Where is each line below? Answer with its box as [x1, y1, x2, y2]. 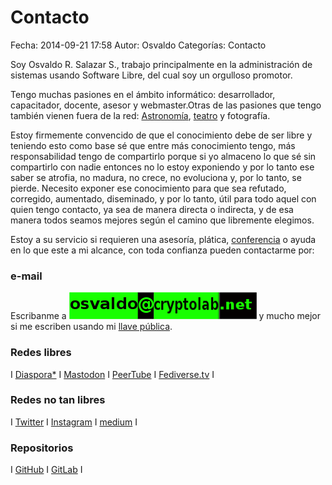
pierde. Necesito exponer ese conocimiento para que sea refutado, [10, 182, 287, 194]
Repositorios [10, 441, 74, 455]
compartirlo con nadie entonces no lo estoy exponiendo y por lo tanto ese [10, 161, 315, 173]
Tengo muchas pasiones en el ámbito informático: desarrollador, [10, 88, 276, 100]
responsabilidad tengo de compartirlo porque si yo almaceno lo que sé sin [10, 150, 317, 162]
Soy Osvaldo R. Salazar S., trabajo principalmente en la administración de [10, 58, 313, 70]
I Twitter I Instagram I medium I [10, 416, 138, 428]
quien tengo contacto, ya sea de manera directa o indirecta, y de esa [10, 203, 294, 215]
